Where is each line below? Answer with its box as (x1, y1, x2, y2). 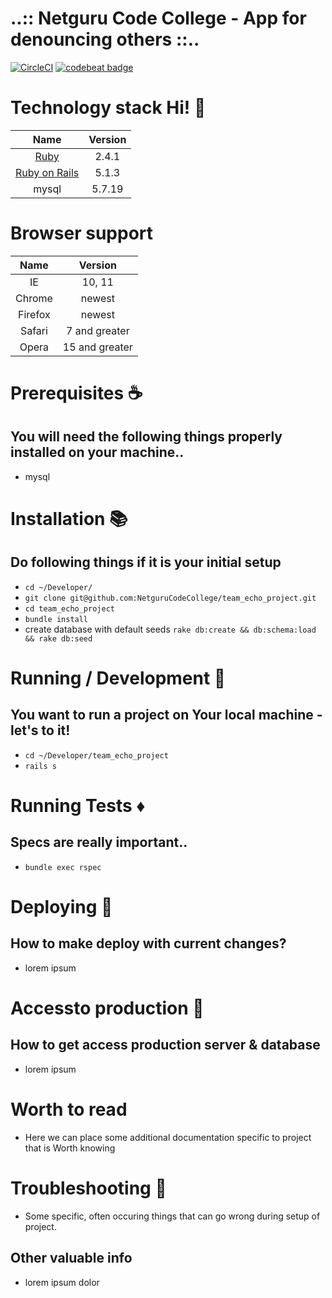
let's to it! (10, 722, 71, 739)
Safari (19, 323, 48, 337)
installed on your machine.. (10, 444, 185, 461)
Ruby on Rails (15, 165, 80, 179)
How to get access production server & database (10, 1037, 321, 1054)
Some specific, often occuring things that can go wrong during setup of (24, 1210, 321, 1222)
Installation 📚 (10, 508, 128, 530)
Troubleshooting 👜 (10, 1177, 167, 1199)
